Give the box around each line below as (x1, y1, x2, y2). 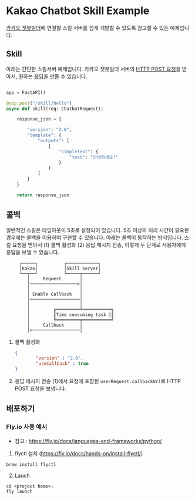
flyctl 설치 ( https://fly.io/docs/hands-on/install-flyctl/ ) (14, 449, 143, 457)
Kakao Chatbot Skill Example (6, 4, 150, 18)
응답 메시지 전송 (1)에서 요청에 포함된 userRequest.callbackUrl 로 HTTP (14, 378, 181, 385)
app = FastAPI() (6, 89, 46, 95)
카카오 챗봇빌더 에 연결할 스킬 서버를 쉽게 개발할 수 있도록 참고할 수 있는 (6, 24, 169, 31)
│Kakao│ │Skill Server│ (19, 266, 101, 271)
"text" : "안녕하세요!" (69, 154, 119, 160)
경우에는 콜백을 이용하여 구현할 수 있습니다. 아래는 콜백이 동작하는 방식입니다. (6, 234, 183, 241)
